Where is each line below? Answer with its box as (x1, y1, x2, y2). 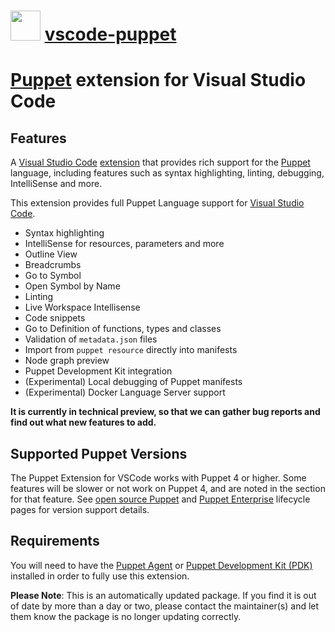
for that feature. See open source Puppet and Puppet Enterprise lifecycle (10, 493, 311, 505)
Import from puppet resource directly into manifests (24, 344, 238, 356)
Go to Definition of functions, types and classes (24, 323, 222, 335)
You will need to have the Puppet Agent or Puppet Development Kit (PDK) (10, 559, 313, 571)
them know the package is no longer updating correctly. (10, 610, 242, 622)
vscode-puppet (44, 23, 177, 46)
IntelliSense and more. (10, 178, 103, 190)
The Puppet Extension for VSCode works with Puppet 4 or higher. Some (10, 472, 307, 484)
